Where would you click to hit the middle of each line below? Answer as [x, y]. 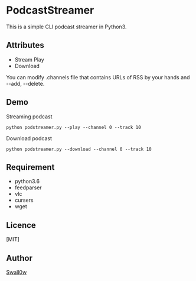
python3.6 [27, 182]
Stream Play [29, 59]
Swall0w [17, 272]
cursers [24, 200]
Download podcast [29, 138]
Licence [21, 225]
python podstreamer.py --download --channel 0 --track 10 [79, 149]
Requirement [30, 167]
